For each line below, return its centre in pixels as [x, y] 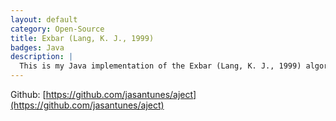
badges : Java [37, 47]
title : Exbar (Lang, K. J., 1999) [82, 38]
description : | [42, 57]
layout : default [44, 19]
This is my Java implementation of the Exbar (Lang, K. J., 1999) [160, 66]
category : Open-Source [57, 29]
